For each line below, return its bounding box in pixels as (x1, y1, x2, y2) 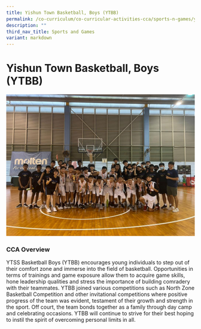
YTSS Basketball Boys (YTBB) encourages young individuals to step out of (6, 259, 190, 266)
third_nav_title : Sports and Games (6, 29, 95, 35)
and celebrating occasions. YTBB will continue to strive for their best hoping (6, 310, 194, 317)
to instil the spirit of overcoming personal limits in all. (6, 316, 136, 324)
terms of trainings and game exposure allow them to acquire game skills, (6, 271, 185, 279)
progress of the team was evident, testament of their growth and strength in (6, 297, 193, 304)
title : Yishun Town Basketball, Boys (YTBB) (6, 10, 119, 16)
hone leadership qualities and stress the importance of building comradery (6, 278, 190, 285)
